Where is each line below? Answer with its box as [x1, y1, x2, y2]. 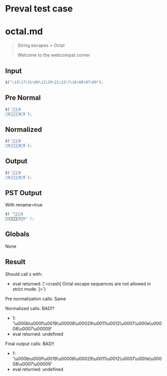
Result [5, 258, 26, 266]
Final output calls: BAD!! [5, 341, 54, 347]
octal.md [5, 26, 43, 37]
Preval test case [5, 3, 73, 14]
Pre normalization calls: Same [5, 296, 66, 302]
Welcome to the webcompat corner [17, 52, 91, 58]
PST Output [5, 188, 42, 197]
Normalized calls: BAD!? [5, 305, 55, 311]
